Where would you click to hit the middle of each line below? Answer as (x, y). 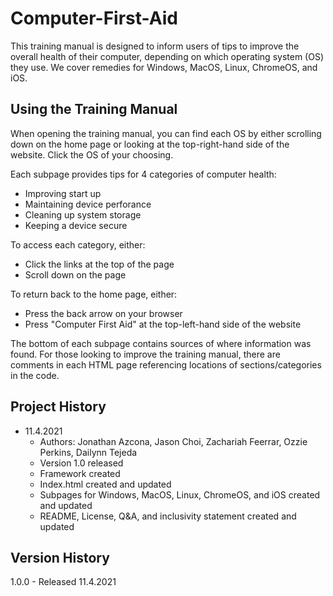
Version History (60, 557)
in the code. (35, 375)
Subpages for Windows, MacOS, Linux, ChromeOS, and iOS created (180, 494)
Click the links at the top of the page (99, 264)
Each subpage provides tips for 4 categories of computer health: (143, 174)
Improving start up (63, 193)
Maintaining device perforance (88, 204)
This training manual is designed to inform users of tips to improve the (155, 46)
